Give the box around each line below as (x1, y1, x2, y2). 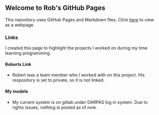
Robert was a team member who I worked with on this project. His (12, 72, 145, 78)
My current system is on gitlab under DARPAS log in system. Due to (12, 99, 148, 105)
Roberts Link (5, 61, 32, 67)
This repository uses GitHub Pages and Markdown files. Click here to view (5, 16, 155, 22)
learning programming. (5, 50, 51, 56)
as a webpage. (5, 22, 35, 28)
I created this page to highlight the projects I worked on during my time (5, 45, 148, 51)
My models (5, 88, 28, 94)
